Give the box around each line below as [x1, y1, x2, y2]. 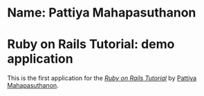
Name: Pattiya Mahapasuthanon [7, 5, 196, 21]
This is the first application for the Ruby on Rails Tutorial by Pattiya [7, 74, 197, 82]
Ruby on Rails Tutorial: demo [7, 37, 175, 52]
